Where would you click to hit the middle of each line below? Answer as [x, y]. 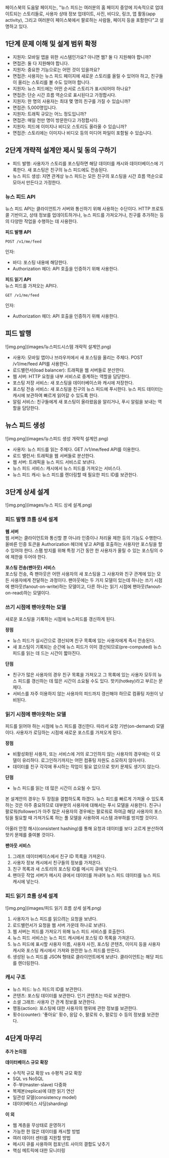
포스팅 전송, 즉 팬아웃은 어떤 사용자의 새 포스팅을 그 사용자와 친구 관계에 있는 [80, 574]
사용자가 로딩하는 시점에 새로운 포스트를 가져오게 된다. [69, 732]
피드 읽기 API [18, 279]
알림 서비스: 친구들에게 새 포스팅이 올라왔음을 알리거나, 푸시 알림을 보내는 [84, 401]
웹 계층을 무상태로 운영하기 [39, 1125]
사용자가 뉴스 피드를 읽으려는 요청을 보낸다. [55, 918]
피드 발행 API [18, 232]
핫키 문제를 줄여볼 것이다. [30, 835]
